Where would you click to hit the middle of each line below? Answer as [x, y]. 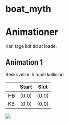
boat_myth [28, 9]
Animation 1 [24, 62]
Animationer [32, 32]
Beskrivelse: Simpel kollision [34, 74]
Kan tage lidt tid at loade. [31, 46]
